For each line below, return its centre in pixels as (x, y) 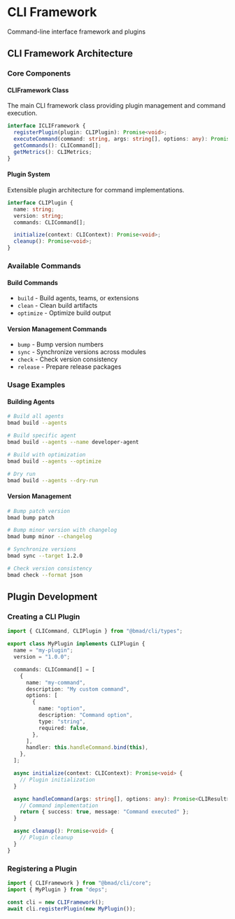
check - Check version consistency (67, 359)
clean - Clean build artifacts (57, 306)
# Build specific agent (42, 436)
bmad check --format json (45, 575)
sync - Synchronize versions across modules (82, 352)
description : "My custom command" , (78, 689)
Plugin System (29, 174)
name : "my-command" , (56, 682)
